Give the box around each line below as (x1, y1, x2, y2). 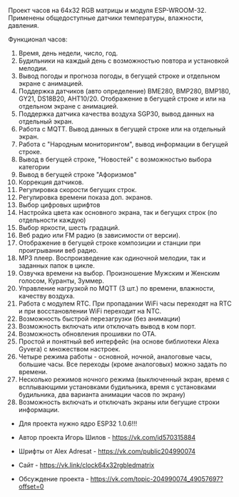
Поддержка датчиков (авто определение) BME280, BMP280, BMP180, (18, 87, 231, 95)
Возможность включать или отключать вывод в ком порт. (18, 322, 196, 331)
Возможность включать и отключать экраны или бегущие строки (18, 398, 220, 406)
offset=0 (18, 482, 44, 491)
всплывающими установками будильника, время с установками (18, 383, 217, 391)
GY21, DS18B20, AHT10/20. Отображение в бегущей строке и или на (18, 94, 226, 103)
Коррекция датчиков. (18, 178, 84, 186)
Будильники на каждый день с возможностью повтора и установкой (18, 56, 229, 65)
